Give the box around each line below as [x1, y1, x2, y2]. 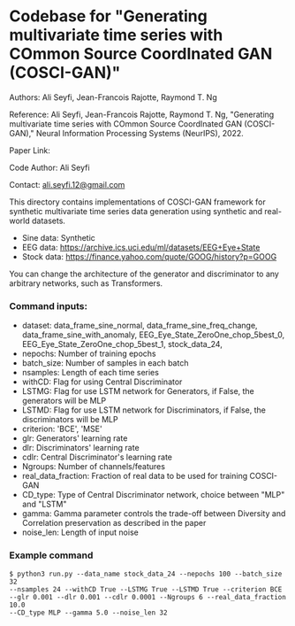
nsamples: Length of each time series [21, 367, 159, 378]
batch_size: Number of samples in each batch [21, 358, 189, 368]
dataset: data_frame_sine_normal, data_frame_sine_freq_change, [21, 321, 258, 331]
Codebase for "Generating [9, 6, 208, 27]
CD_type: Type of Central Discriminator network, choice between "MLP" [21, 490, 285, 500]
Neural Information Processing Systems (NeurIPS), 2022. [35, 128, 245, 138]
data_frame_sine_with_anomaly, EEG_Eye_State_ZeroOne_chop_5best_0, [21, 329, 285, 340]
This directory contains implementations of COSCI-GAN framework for [9, 197, 267, 207]
